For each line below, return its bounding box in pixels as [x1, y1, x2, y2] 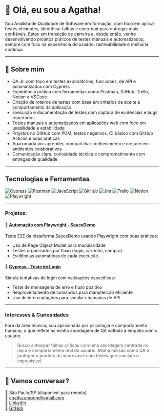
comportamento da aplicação [12, 104, 72, 110]
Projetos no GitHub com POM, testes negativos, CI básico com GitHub [12, 130, 153, 136]
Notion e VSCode [12, 94, 47, 100]
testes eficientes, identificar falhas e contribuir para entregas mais [5, 25, 139, 31]
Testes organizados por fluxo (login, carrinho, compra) [12, 247, 123, 253]
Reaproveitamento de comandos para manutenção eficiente [12, 289, 133, 295]
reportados [12, 114, 35, 120]
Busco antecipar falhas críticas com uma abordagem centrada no [17, 342, 149, 349]
